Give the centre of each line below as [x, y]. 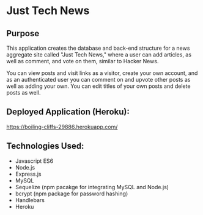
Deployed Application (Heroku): [68, 112]
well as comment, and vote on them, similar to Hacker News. [83, 61]
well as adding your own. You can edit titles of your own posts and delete [98, 86]
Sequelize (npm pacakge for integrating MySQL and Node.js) [92, 187]
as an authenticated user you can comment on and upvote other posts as [98, 80]
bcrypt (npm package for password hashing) [72, 193]
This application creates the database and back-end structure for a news [98, 48]
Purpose [23, 33]
